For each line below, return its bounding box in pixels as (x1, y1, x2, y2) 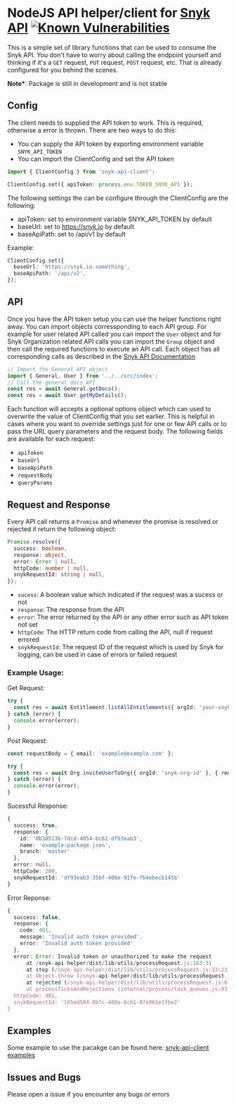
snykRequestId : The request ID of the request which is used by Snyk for (17, 643, 224, 651)
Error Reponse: (7, 893, 51, 902)
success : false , (13, 913, 61, 920)
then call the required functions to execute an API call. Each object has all (7, 344, 220, 353)
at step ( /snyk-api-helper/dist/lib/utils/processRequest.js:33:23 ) (25, 966, 231, 973)
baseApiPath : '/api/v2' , (13, 270, 86, 277)
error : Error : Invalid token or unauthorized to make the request (13, 953, 212, 960)
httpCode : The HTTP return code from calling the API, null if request (17, 628, 213, 637)
